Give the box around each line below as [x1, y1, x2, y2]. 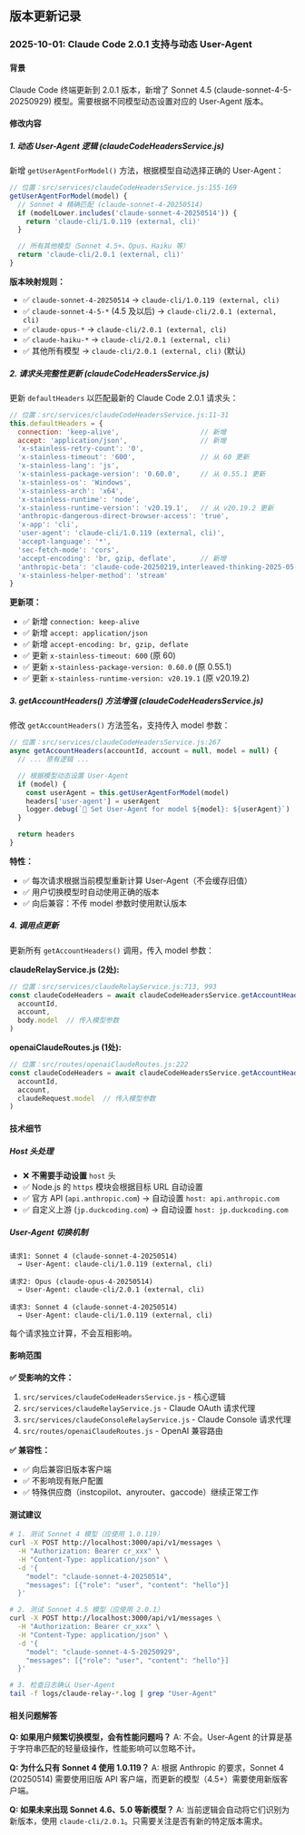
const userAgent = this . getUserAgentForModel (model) [25, 788, 230, 797]
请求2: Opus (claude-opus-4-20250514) [9, 1277, 153, 1286]
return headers [17, 829, 75, 839]
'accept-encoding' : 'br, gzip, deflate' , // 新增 [17, 554, 227, 563]
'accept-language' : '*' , [17, 537, 112, 546]
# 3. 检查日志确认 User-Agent [9, 1681, 115, 1690]
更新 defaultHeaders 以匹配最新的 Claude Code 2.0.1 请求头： [9, 392, 239, 403]
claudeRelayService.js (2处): [9, 964, 120, 975]
